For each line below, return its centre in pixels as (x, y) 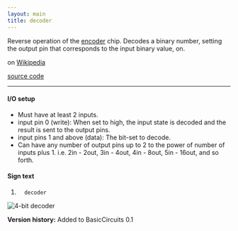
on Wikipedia (27, 62)
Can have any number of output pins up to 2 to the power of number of (121, 145)
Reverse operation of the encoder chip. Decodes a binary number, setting (115, 41)
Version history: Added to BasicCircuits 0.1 (70, 219)
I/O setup (21, 99)
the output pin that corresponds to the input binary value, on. (96, 48)
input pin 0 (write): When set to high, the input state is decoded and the (122, 122)
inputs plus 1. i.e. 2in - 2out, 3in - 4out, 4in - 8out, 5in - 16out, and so (118, 152)
